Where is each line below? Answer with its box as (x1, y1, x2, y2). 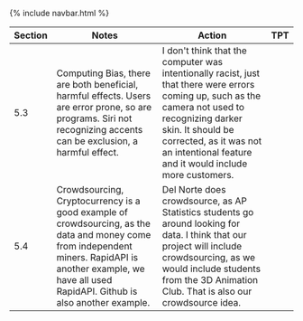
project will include (161, 240, 243, 252)
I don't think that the (161, 44, 248, 57)
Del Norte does (161, 184, 226, 195)
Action (197, 29, 227, 42)
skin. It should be (161, 124, 234, 136)
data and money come (56, 229, 151, 241)
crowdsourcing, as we (161, 251, 255, 263)
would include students (161, 262, 262, 275)
